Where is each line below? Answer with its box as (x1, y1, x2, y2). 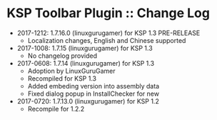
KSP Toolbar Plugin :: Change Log (6, 5, 210, 21)
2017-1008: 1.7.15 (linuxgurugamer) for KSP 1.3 (16, 44, 153, 52)
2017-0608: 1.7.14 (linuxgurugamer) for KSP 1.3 (16, 59, 155, 67)
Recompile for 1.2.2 (27, 104, 85, 113)
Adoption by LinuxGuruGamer (27, 66, 116, 75)
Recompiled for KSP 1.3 (27, 74, 97, 83)
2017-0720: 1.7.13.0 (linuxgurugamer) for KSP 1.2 (16, 96, 160, 105)
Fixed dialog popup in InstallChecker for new (27, 89, 160, 98)
